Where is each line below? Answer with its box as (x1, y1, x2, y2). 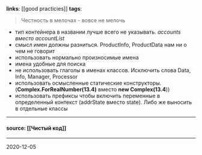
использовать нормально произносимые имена (14, 54, 139, 61)
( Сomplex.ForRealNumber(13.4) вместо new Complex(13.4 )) (14, 86, 170, 93)
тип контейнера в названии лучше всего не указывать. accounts (14, 28, 182, 35)
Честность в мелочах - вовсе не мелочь (20, 17, 126, 23)
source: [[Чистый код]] (6, 124, 67, 132)
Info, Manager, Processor (14, 73, 78, 80)
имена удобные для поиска (14, 60, 86, 67)
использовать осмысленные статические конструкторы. (14, 79, 162, 87)
